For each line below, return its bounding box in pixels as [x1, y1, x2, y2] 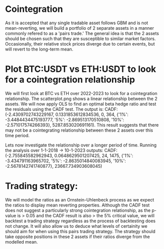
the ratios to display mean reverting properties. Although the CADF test [5, 202, 150, 208]
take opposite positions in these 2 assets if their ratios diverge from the [5, 234, 150, 240]
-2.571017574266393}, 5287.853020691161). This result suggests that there [5, 122, 159, 128]
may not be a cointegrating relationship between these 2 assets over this [5, 127, 153, 133]
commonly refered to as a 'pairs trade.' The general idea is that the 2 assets [5, 30, 159, 36]
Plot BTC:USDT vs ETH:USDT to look [5, 63, 157, 75]
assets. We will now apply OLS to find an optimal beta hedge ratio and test [5, 100, 157, 107]
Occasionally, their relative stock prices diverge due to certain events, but [5, 41, 155, 47]
